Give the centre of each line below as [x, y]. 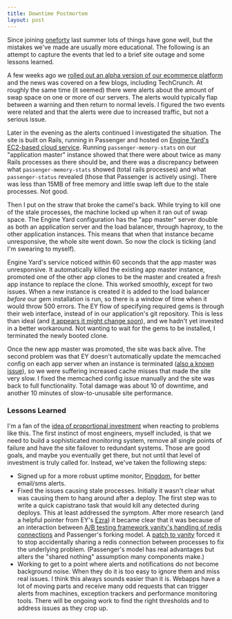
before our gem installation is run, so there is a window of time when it [107, 298]
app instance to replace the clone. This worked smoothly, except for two [110, 284]
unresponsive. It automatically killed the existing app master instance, [106, 269]
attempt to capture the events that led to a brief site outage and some [106, 54]
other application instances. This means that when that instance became [110, 234]
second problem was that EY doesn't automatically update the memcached [114, 356]
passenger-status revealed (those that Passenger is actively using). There [112, 176]
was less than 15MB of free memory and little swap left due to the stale [108, 184]
